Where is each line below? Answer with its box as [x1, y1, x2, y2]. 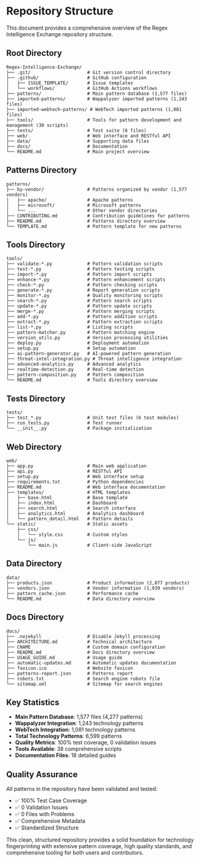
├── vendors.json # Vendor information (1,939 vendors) [6, 585, 185, 591]
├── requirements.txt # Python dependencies [6, 479, 145, 485]
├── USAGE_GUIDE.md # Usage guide [6, 654, 122, 660]
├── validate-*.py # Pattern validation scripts [6, 261, 163, 267]
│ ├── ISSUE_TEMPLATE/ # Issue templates [6, 80, 134, 86]
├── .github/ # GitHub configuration [6, 74, 147, 81]
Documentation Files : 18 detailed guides [14, 752, 116, 759]
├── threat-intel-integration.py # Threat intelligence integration [6, 356, 182, 362]
